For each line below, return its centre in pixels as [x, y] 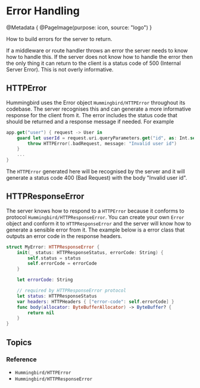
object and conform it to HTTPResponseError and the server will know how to [99, 223]
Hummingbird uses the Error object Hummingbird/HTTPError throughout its [96, 102]
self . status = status [54, 258]
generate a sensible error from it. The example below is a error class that [96, 230]
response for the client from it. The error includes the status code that [92, 115]
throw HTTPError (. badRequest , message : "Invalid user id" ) [102, 143]
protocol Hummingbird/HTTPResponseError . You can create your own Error [95, 217]
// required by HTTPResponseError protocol [72, 291]
